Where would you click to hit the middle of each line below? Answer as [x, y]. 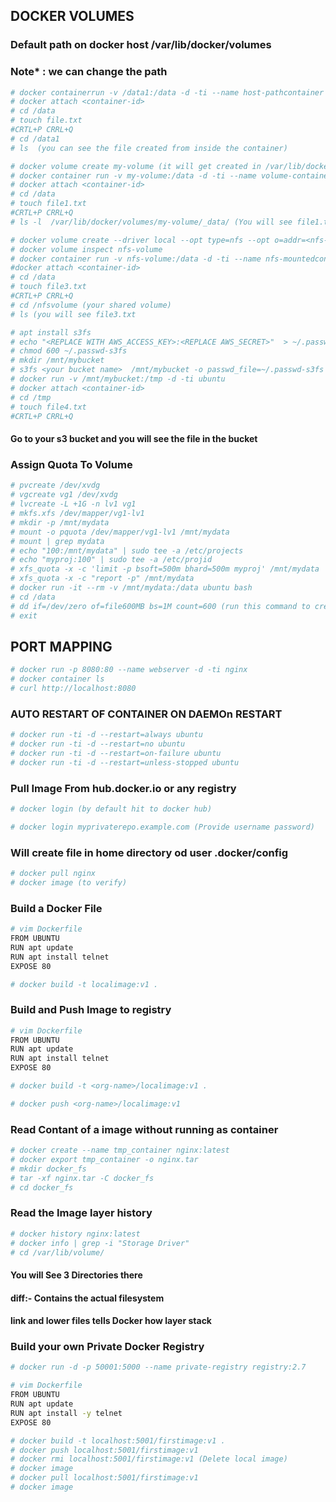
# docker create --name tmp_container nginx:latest [120, 1150]
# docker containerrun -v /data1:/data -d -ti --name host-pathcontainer [167, 92]
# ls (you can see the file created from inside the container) [149, 148]
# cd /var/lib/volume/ [57, 1252]
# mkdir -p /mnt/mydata [60, 522]
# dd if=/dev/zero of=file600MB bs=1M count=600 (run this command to [160, 606]
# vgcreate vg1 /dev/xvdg [64, 495]
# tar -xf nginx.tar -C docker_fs [82, 1178]
